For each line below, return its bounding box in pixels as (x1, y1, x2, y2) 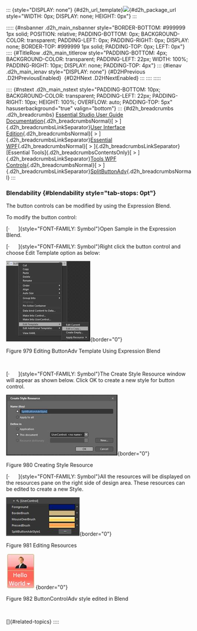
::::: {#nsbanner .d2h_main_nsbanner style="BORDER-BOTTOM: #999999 (6, 24, 186, 31)
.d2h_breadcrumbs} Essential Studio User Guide (6, 111, 124, 118)
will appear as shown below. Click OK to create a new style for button (6, 377, 175, 384)
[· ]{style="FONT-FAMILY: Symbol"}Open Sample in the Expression (6, 225, 176, 232)
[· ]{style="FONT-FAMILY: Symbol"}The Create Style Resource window (6, 370, 186, 377)
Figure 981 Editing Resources (6, 542, 77, 549)
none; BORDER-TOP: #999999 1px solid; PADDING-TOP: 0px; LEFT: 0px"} (6, 43, 185, 50)
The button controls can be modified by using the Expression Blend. (6, 202, 172, 210)
